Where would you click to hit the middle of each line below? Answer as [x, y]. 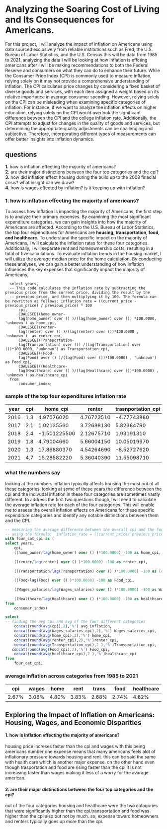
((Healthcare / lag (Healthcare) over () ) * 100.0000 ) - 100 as [77, 599]
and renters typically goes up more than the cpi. [54, 822]
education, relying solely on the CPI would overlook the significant [73, 112]
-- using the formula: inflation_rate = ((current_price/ [68, 534]
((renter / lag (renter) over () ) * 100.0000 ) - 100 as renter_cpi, [81, 562]
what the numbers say [33, 473]
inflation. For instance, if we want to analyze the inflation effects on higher [81, 107]
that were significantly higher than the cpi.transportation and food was [77, 811]
